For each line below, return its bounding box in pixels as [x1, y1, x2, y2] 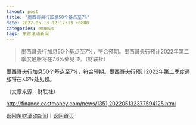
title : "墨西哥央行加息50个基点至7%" [6, 14, 90, 20]
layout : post [6, 8, 39, 15]
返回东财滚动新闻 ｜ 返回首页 [6, 112, 74, 120]
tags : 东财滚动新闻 [6, 31, 49, 37]
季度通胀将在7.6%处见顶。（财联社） [20, 55, 109, 62]
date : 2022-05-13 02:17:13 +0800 [6, 20, 89, 26]
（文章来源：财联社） [6, 88, 58, 95]
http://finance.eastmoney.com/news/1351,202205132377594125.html [6, 100, 176, 107]
